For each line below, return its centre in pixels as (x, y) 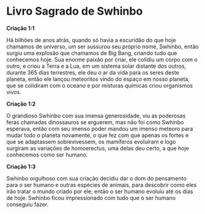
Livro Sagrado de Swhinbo (75, 11)
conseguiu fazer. (28, 204)
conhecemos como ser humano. (47, 155)
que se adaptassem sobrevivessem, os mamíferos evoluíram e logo (91, 141)
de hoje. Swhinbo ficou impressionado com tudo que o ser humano (91, 197)
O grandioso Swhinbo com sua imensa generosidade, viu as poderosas (96, 116)
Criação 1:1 (20, 28)
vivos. (14, 92)
